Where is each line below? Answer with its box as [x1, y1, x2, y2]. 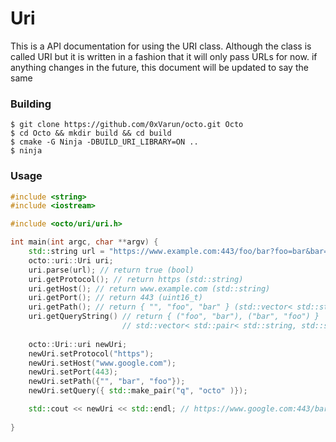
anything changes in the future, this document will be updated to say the [10, 61, 309, 73]
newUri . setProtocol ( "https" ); [28, 348, 155, 359]
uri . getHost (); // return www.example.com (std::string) [28, 283, 271, 294]
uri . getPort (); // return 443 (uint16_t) [28, 293, 203, 303]
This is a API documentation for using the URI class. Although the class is [10, 40, 312, 52]
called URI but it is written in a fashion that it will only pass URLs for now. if [10, 50, 318, 62]
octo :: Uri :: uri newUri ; [28, 339, 128, 349]
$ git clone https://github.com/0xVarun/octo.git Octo [10, 120, 244, 130]
